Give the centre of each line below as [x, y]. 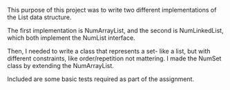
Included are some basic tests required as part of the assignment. [101, 79]
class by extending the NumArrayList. [60, 66]
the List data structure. [39, 17]
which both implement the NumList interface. [71, 38]
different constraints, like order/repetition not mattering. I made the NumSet [114, 58]
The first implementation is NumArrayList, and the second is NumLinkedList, [115, 31]
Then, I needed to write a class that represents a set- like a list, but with [109, 51]
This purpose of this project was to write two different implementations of [112, 10]
